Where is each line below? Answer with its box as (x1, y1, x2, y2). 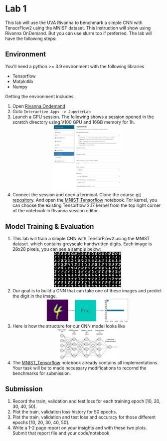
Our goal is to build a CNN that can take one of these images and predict (12, 287, 162, 293)
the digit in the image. (12, 293, 57, 299)
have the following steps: (5, 36, 57, 42)
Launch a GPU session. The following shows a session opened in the (12, 114, 154, 120)
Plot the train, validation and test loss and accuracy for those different (12, 414, 156, 420)
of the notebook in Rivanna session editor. (12, 208, 99, 214)
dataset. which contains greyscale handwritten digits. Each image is (12, 241, 152, 247)
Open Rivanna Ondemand (12, 103, 66, 109)
